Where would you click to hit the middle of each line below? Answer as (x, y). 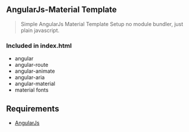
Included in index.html (39, 46)
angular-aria (30, 78)
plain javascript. (40, 30)
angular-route (31, 65)
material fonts (31, 90)
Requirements (33, 109)
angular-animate (35, 71)
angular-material (35, 84)
